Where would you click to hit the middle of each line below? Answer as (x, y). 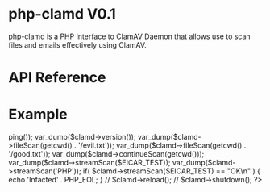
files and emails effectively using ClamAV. (77, 44)
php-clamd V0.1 (62, 14)
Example (38, 115)
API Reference (57, 78)
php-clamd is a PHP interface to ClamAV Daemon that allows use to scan (130, 36)
